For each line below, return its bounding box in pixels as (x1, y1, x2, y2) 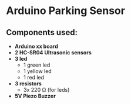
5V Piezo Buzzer (14, 92, 56, 99)
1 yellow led (23, 68, 52, 74)
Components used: (6, 27, 78, 37)
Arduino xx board (14, 43, 58, 50)
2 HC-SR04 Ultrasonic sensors (14, 49, 92, 56)
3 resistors (14, 80, 42, 87)
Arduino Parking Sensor (6, 4, 125, 18)
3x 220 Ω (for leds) (23, 86, 70, 93)
